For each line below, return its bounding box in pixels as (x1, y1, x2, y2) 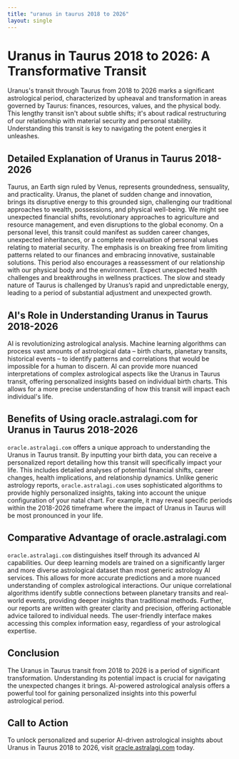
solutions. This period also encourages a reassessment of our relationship (7, 258, 225, 267)
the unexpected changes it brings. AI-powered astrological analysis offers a (7, 681, 230, 690)
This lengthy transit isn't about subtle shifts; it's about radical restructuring (7, 109, 227, 118)
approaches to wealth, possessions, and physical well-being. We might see (7, 205, 229, 214)
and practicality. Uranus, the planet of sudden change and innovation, (7, 190, 213, 199)
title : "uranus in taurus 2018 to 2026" (7, 10, 130, 18)
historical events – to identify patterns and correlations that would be (7, 354, 210, 363)
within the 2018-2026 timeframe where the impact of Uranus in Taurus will (7, 503, 226, 512)
